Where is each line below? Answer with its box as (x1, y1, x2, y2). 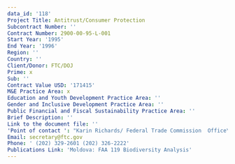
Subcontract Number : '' (7, 23, 77, 30)
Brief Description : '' (7, 114, 73, 121)
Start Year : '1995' (7, 36, 64, 43)
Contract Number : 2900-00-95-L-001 (7, 29, 111, 37)
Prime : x (7, 68, 33, 75)
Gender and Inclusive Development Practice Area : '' (7, 101, 164, 108)
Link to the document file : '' (7, 120, 99, 128)
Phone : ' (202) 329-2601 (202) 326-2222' (7, 140, 130, 147)
